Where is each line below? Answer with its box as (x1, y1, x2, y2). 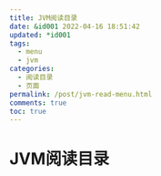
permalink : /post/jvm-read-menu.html (9, 89, 153, 98)
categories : (9, 65, 55, 74)
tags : (9, 38, 30, 48)
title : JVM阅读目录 (9, 13, 78, 23)
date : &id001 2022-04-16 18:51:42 (9, 22, 141, 31)
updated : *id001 (9, 30, 71, 39)
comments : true (9, 98, 67, 108)
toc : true (9, 107, 47, 116)
